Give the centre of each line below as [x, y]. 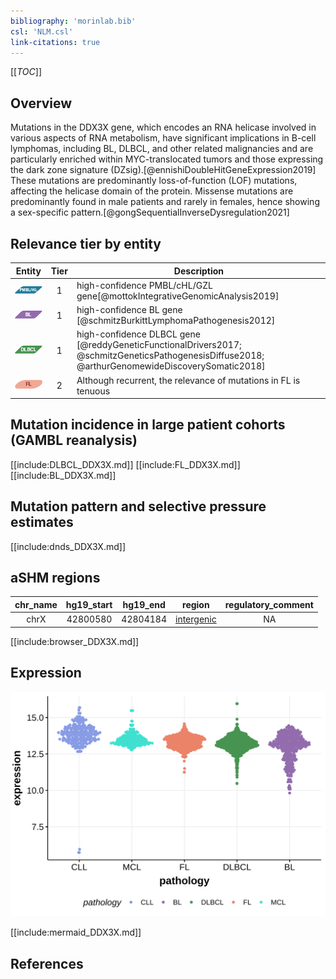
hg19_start [89, 604]
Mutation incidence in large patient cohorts [148, 425]
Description [198, 271]
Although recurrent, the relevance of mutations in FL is [188, 380]
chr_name [36, 604]
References [47, 963]
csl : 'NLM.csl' [42, 31]
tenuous [93, 391]
